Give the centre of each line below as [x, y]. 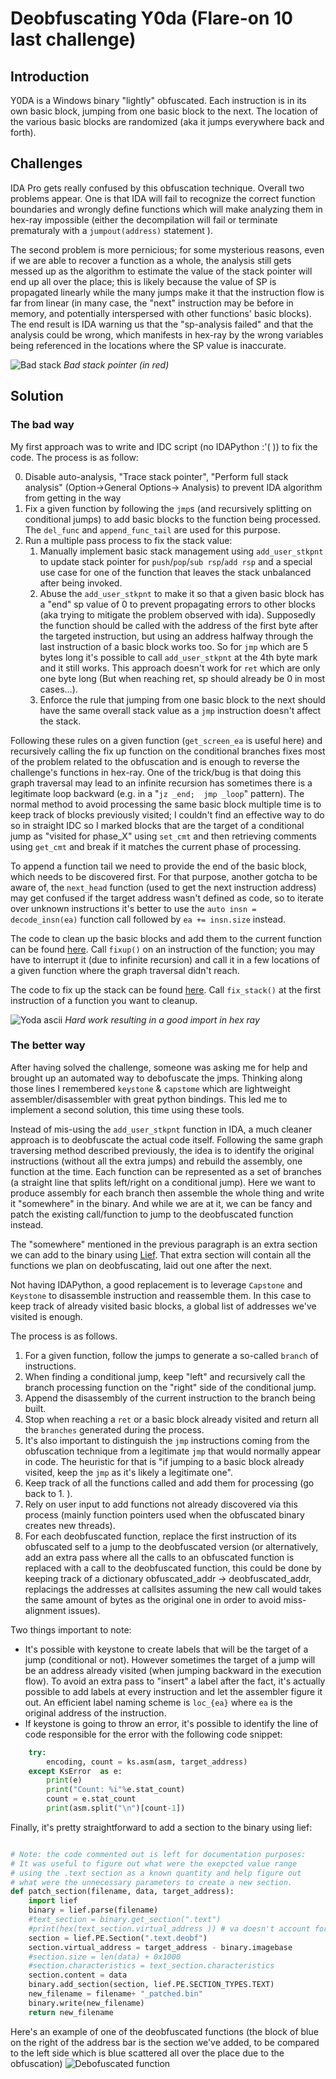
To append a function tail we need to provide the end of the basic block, [159, 866]
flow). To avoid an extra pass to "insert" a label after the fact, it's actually [175, 1681]
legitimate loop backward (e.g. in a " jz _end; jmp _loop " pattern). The [157, 793]
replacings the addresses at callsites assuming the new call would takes [173, 1589]
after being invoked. [81, 583]
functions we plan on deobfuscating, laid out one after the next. [141, 1265]
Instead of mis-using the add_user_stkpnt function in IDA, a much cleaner [161, 1129]
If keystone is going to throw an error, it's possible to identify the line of [171, 1723]
